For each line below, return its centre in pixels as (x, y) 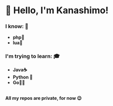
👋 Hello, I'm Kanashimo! (57, 10)
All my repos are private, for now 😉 (43, 98)
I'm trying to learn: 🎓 (33, 57)
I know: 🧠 (17, 26)
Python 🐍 (23, 77)
